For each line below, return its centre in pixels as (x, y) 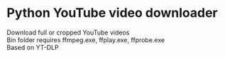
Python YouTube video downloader (112, 13)
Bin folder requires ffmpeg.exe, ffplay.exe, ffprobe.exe (86, 39)
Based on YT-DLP (33, 47)
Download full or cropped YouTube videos (68, 32)
